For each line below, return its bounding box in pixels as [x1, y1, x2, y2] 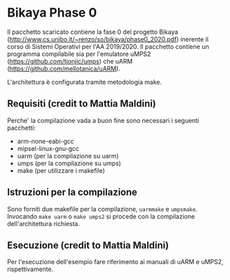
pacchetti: [7, 123, 36, 132]
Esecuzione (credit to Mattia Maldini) [7, 239, 169, 251]
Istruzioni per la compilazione [7, 187, 137, 198]
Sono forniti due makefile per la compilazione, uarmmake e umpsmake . [7, 205, 198, 213]
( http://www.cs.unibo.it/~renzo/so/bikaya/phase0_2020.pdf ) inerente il [7, 35, 209, 43]
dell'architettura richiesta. [7, 219, 80, 227]
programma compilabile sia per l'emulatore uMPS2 [7, 50, 151, 58]
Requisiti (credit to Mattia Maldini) [7, 98, 157, 110]
